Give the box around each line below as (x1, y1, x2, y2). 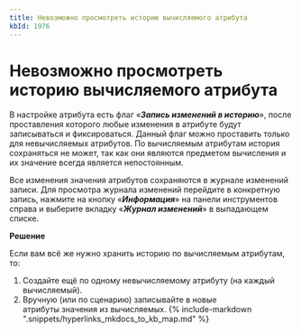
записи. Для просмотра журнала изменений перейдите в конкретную (9, 184, 281, 195)
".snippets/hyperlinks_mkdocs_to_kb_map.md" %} (22, 313, 210, 325)
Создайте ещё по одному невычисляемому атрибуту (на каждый (22, 275, 275, 286)
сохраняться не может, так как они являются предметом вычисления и (9, 148, 287, 159)
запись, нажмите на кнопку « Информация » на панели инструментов (9, 194, 278, 205)
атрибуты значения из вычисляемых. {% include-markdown (22, 304, 252, 315)
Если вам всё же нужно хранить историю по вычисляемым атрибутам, (9, 248, 286, 259)
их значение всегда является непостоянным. (9, 157, 184, 168)
